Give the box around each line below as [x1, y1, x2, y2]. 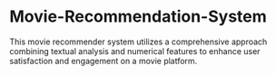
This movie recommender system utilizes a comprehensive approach [9, 36, 268, 47]
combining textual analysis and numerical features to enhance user [9, 45, 261, 56]
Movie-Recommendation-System [9, 6, 268, 27]
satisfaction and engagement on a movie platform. [9, 55, 198, 66]
